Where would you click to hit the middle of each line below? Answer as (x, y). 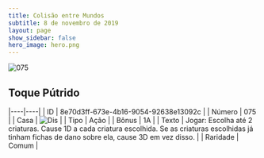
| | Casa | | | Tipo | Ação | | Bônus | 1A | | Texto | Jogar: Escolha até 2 (130, 120)
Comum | (23, 145)
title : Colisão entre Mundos (56, 15)
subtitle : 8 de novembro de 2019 (63, 23)
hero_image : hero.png (44, 45)
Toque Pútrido (44, 92)
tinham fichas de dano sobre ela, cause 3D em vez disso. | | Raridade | (124, 137)
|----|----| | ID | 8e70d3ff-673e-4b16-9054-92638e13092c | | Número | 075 (132, 111)
